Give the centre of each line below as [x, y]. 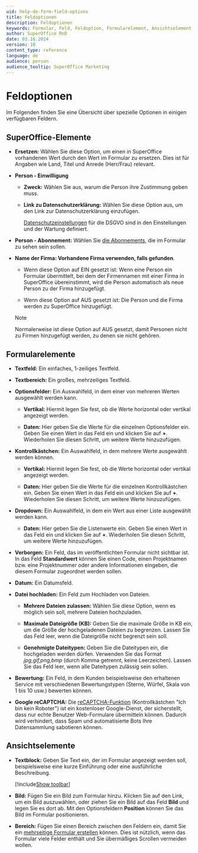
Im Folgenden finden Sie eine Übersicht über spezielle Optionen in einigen [97, 113]
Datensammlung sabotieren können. [59, 727]
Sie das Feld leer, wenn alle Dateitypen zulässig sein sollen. [96, 666]
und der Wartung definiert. [56, 229]
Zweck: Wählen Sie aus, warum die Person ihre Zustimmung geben [106, 187]
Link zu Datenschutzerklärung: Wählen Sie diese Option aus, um [103, 205]
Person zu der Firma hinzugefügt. [64, 288]
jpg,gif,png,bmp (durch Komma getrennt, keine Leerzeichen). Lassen [107, 660]
